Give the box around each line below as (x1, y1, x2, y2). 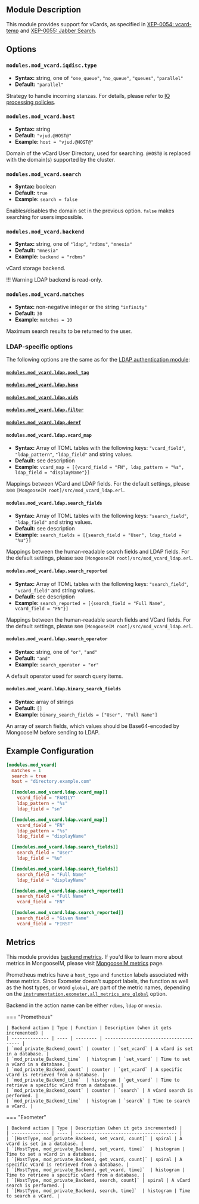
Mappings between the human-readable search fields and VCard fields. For (6, 616, 192, 623)
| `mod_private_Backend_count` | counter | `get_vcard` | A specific (6, 1066, 183, 1073)
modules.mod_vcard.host (6, 113, 76, 120)
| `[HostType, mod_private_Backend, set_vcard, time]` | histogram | (6, 1146, 185, 1152)
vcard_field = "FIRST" (17, 921, 73, 927)
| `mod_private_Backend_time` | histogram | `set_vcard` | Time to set (6, 1056, 191, 1062)
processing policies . (6, 98, 55, 106)
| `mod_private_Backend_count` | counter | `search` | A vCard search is (6, 1087, 194, 1094)
